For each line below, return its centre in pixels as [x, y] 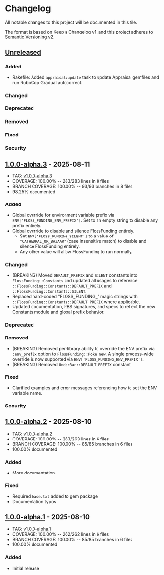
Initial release [26, 568]
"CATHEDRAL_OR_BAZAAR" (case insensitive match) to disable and [83, 241]
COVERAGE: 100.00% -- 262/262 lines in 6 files [61, 534]
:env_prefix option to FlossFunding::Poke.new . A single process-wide [83, 354]
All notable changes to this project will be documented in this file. [71, 22]
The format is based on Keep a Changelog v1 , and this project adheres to [79, 32]
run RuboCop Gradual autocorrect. [47, 82]
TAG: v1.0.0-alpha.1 [32, 529]
